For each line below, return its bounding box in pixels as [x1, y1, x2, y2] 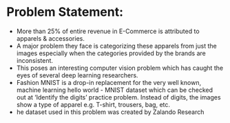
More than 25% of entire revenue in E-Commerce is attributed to [16, 27, 200, 35]
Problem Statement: [6, 4, 124, 20]
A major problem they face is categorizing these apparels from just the [16, 41, 218, 50]
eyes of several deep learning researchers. [16, 70, 138, 79]
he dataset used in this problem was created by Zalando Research [16, 108, 205, 116]
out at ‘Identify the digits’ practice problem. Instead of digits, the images [16, 93, 221, 101]
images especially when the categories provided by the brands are [16, 49, 206, 57]
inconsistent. [16, 56, 53, 64]
